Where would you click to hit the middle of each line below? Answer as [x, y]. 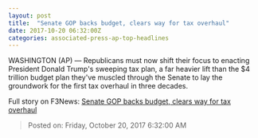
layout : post [30, 16]
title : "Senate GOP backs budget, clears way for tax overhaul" [119, 23]
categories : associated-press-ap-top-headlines [89, 38]
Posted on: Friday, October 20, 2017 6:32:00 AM [107, 125]
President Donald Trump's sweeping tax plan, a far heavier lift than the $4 [129, 69]
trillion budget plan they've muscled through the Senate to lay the [115, 77]
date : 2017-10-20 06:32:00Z [55, 30]
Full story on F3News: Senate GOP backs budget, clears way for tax [119, 101]
